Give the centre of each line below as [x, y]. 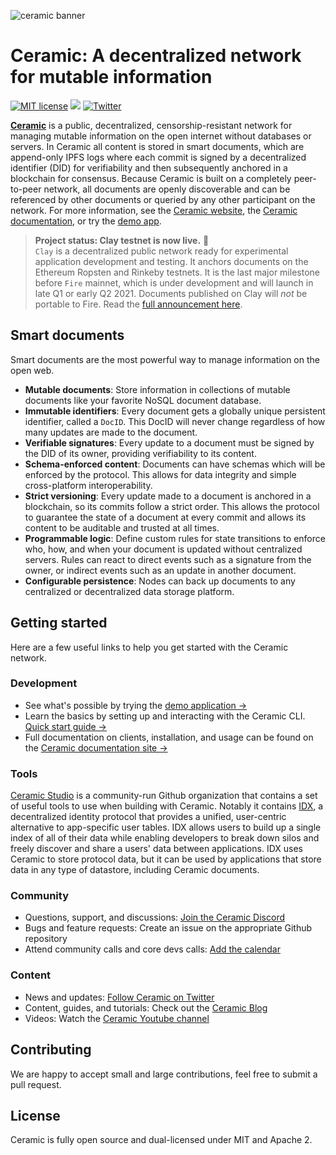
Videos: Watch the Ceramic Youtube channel [117, 1018]
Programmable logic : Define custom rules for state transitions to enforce [175, 538]
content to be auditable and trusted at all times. [122, 527]
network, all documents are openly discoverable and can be [167, 189]
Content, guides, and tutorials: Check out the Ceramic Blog [146, 1007]
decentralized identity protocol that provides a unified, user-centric [148, 817]
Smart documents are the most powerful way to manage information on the [165, 359]
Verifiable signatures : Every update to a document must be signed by [169, 442]
